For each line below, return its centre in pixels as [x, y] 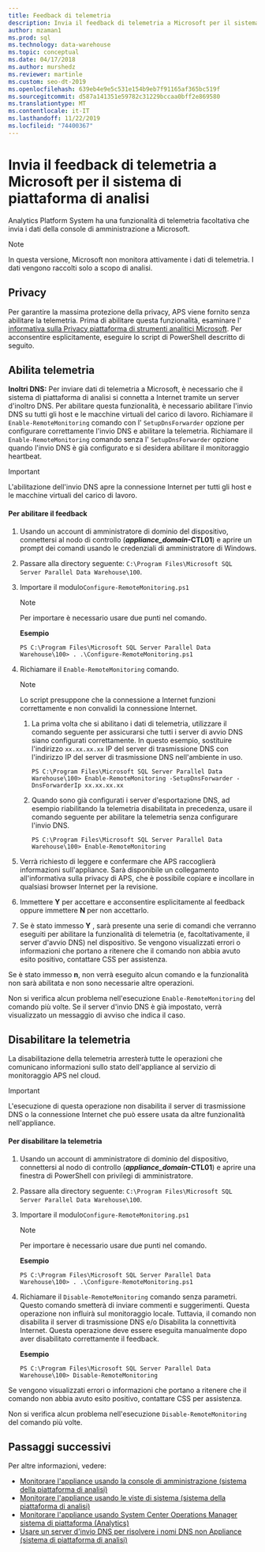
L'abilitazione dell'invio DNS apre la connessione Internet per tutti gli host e [130, 487]
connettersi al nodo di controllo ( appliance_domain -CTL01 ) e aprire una [138, 1167]
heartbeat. [25, 456]
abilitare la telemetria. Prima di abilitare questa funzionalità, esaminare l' [125, 320]
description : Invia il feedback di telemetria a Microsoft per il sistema [134, 23]
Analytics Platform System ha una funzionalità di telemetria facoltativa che [129, 220]
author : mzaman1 [35, 30]
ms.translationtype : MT [47, 104]
